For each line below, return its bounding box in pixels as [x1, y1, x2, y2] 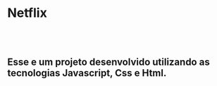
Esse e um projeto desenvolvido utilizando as [7, 56, 210, 68]
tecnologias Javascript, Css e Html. [7, 67, 167, 79]
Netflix [7, 5, 47, 21]
